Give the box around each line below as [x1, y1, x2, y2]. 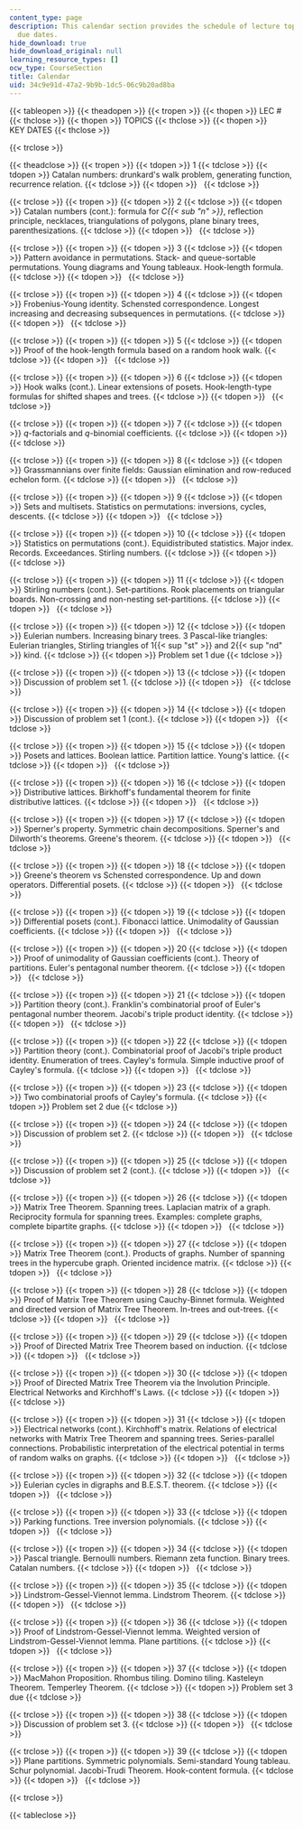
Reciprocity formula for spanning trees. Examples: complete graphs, [9, 1211, 263, 1222]
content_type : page [9, 13, 83, 23]
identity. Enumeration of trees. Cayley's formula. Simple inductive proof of [9, 1054, 285, 1066]
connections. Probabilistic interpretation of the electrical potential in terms [9, 1442, 285, 1453]
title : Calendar [9, 72, 70, 81]
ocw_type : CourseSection [9, 64, 103, 73]
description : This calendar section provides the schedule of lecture [9, 22, 280, 31]
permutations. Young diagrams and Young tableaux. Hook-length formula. [9, 261, 284, 272]
